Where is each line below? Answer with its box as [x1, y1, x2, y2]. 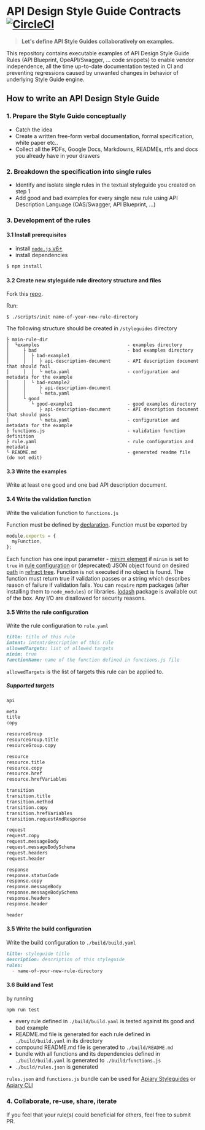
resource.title [6, 759, 45, 765]
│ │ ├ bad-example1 [6, 353, 70, 359]
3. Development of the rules [6, 216, 91, 225]
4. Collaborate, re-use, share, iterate [6, 1097, 117, 1105]
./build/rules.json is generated [15, 1063, 98, 1070]
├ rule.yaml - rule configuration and [6, 439, 193, 445]
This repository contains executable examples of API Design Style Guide [6, 49, 190, 56]
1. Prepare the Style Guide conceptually [6, 112, 127, 120]
